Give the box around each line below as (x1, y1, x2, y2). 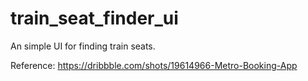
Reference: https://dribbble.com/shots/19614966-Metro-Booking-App (10, 59, 298, 71)
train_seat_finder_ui (10, 7, 179, 30)
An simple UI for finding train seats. (10, 40, 156, 52)
